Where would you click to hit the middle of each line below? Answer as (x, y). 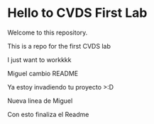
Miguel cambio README (43, 73)
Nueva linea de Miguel (40, 101)
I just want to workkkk (39, 60)
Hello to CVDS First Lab (77, 13)
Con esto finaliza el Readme (48, 114)
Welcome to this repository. (48, 32)
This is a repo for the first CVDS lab (59, 46)
